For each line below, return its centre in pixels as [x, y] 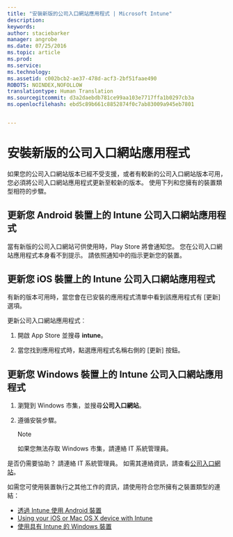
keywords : [22, 26]
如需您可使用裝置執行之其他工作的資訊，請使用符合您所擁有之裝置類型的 [111, 487]
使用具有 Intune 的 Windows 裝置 [64, 527]
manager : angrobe [32, 40]
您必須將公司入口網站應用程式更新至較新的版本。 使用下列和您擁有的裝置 [112, 182]
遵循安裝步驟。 [39, 420]
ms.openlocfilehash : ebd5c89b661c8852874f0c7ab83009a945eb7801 [101, 104]
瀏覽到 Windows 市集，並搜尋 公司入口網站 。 [81, 405]
